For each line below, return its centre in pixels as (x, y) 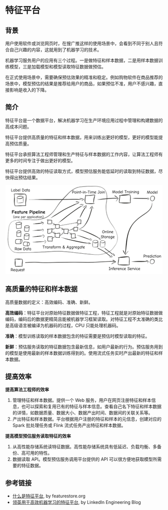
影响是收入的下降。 (29, 90)
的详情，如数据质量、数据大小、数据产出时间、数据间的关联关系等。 (82, 413)
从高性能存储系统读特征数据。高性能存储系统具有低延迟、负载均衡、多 (85, 447)
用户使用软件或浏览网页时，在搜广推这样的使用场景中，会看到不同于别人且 (82, 43)
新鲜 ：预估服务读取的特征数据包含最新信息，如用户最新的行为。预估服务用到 (84, 347)
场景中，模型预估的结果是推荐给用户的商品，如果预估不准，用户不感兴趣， (82, 84)
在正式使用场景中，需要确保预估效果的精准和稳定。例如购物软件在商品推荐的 (84, 77)
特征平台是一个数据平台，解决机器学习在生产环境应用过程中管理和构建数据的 (84, 120)
